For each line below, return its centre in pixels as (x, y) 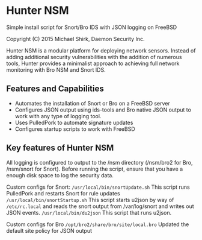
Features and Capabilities (55, 89)
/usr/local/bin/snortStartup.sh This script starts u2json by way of (90, 200)
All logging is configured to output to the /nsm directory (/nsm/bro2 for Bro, (99, 162)
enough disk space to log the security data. (60, 175)
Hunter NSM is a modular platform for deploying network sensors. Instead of (101, 50)
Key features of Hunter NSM (60, 148)
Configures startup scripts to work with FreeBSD (75, 129)
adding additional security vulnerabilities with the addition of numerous (94, 57)
